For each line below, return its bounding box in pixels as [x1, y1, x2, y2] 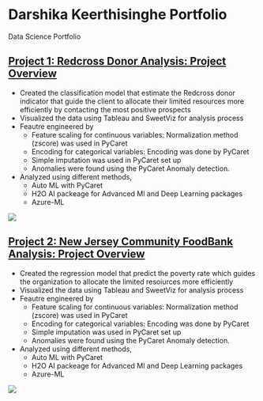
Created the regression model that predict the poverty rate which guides [19, 268, 256, 278]
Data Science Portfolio [8, 32, 81, 41]
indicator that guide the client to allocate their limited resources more [19, 96, 245, 106]
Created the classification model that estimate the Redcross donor [19, 88, 235, 97]
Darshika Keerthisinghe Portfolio [8, 6, 227, 24]
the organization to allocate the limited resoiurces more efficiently [19, 277, 234, 286]
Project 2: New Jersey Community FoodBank [8, 235, 234, 248]
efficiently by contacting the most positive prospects [19, 104, 191, 114]
